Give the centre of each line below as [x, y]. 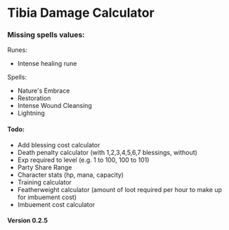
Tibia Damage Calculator [81, 13]
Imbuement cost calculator [56, 204]
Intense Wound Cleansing [55, 106]
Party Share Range [45, 167]
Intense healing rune [47, 64]
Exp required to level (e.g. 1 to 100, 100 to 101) [83, 160]
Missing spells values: [46, 35]
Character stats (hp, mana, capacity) [71, 175]
